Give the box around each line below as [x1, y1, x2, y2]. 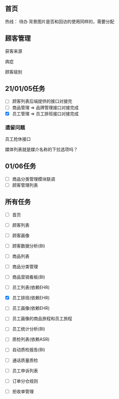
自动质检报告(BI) [12, 347, 45, 353]
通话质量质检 [12, 357, 38, 363]
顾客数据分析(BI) [12, 243, 45, 249]
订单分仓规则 [12, 378, 38, 384]
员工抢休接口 [5, 136, 31, 142]
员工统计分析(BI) [12, 326, 45, 332]
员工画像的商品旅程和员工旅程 [12, 315, 72, 321]
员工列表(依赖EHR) [12, 285, 50, 291]
